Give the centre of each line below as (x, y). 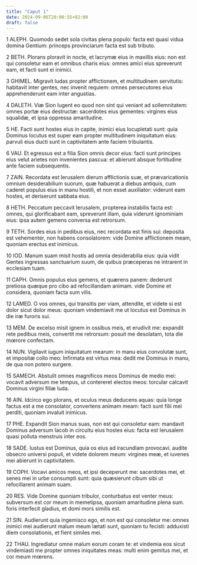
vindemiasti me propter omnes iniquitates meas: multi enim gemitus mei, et (97, 550)
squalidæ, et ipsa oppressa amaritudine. (55, 118)
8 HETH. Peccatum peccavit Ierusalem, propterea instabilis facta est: (90, 208)
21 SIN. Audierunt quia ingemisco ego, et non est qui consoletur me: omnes (98, 520)
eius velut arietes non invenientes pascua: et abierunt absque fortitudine (94, 160)
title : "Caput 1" (27, 12)
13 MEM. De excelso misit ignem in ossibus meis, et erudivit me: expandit (95, 328)
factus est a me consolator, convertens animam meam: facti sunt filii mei (94, 406)
